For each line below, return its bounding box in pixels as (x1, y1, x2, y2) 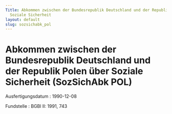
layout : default (5, 17, 40, 22)
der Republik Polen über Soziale (5, 65, 143, 77)
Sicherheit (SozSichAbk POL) (5, 76, 132, 88)
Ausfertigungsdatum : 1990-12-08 (5, 93, 77, 100)
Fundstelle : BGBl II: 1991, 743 (5, 103, 68, 109)
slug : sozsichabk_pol (5, 21, 52, 27)
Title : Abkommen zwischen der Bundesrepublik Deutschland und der (5, 7, 150, 13)
